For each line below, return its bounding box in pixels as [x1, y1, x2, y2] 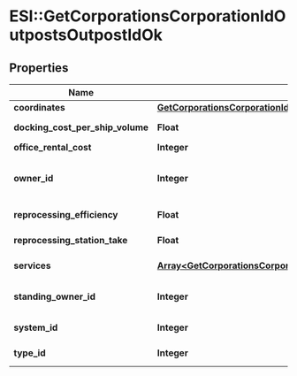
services [13, 259, 51, 272]
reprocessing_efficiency [13, 209, 118, 220]
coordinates [13, 102, 66, 113]
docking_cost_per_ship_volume [13, 121, 148, 134]
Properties [9, 60, 69, 75]
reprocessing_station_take [13, 234, 128, 246]
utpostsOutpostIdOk [9, 25, 164, 45]
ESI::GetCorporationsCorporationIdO [9, 6, 286, 27]
